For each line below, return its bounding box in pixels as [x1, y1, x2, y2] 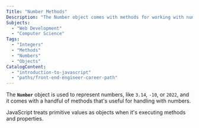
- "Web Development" [11, 25, 62, 31]
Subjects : [6, 20, 31, 25]
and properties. [6, 115, 44, 122]
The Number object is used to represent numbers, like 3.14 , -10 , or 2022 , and [6, 91, 190, 98]
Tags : [6, 36, 20, 42]
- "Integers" [11, 42, 44, 48]
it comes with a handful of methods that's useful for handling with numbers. [6, 97, 191, 104]
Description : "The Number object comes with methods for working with [6, 14, 184, 20]
